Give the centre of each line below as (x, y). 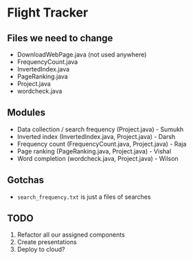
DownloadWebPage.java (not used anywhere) (82, 54)
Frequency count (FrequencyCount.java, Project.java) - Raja (102, 144)
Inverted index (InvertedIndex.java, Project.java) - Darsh (96, 136)
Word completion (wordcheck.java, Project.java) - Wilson (98, 158)
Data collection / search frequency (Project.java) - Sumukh (100, 129)
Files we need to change (60, 38)
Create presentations (47, 242)
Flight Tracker (48, 13)
